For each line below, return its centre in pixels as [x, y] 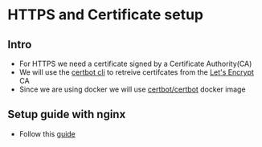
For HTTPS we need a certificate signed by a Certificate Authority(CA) [135, 63]
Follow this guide [47, 133]
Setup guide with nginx [67, 114]
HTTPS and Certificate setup [106, 15]
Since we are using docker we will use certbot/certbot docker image [132, 89]
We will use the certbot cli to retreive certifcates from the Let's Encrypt [137, 72]
